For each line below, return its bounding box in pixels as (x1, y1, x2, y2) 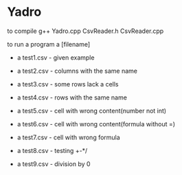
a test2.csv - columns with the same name (16, 67, 138, 75)
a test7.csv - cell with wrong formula (16, 133, 120, 141)
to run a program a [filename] (7, 40, 91, 48)
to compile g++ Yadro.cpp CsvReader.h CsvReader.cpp (7, 27, 164, 35)
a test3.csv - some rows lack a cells (16, 80, 119, 88)
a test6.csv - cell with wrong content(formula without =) (16, 119, 176, 128)
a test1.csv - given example (16, 53, 95, 62)
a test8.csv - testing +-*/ (16, 146, 88, 154)
